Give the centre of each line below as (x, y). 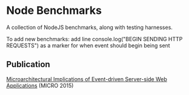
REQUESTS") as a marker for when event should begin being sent (88, 45)
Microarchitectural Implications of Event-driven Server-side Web (87, 79)
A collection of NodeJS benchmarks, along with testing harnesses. (89, 27)
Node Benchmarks (54, 11)
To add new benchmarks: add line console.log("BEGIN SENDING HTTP (94, 39)
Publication (28, 64)
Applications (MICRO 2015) (40, 85)
